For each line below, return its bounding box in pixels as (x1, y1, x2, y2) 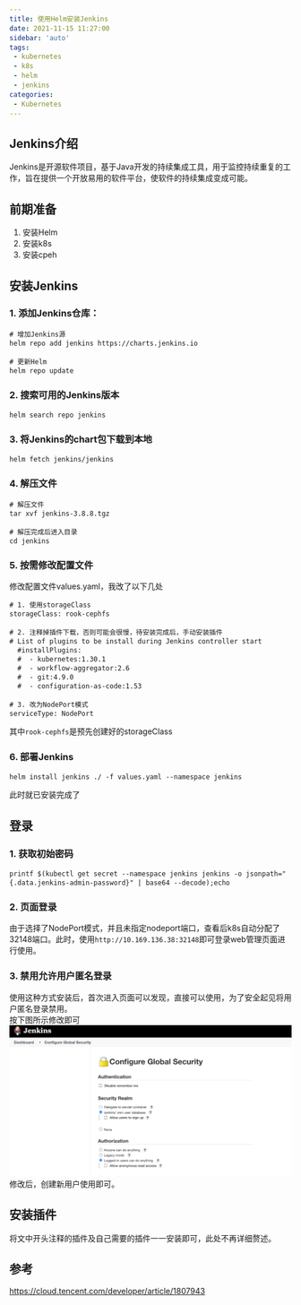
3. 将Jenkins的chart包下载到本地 (9, 433, 152, 445)
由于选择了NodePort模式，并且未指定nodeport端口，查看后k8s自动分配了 (9, 923, 280, 934)
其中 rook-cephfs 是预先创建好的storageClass (9, 726, 173, 737)
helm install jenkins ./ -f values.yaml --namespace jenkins (9, 773, 243, 782)
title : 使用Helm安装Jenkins (9, 14, 109, 23)
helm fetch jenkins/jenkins (9, 455, 115, 464)
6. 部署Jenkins (9, 750, 74, 763)
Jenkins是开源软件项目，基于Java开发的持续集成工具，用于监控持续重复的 (9, 161, 284, 172)
